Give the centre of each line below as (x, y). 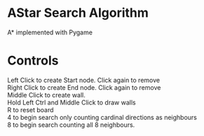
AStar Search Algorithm (78, 13)
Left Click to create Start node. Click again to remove (83, 80)
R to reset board (30, 109)
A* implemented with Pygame (50, 32)
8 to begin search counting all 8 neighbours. (71, 125)
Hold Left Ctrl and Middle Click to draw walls (72, 102)
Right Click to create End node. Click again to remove (84, 87)
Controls (33, 61)
